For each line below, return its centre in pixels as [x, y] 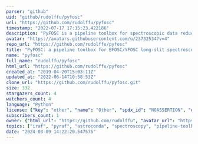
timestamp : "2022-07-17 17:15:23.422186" [58, 28]
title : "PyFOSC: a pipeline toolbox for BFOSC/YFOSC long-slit [85, 50]
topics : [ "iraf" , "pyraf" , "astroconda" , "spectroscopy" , [79, 126]
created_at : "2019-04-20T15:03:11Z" [51, 72]
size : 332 [18, 88]
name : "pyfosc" [25, 55]
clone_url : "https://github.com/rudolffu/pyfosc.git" [74, 83]
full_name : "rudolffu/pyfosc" [43, 61]
